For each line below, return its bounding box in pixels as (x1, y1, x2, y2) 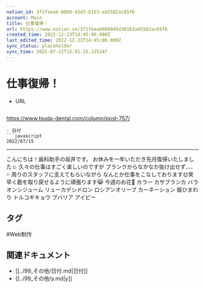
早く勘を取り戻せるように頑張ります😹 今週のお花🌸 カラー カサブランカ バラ (6, 178, 199, 185)
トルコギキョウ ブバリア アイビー (13, 193, 96, 201)
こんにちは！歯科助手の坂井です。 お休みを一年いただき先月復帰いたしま (6, 155, 189, 162)
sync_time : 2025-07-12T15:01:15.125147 (6, 49, 108, 55)
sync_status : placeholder (6, 43, 72, 49)
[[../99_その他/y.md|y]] (15, 275, 73, 283)
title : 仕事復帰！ (6, 20, 49, 26)
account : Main (6, 15, 43, 21)
